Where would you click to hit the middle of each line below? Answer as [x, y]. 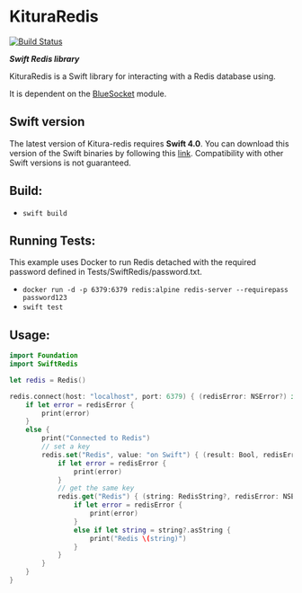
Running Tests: [53, 240]
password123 [44, 298]
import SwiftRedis [44, 364]
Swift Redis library [44, 58]
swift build [44, 213]
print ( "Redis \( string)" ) [138, 538]
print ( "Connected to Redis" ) [96, 438]
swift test [43, 307]
